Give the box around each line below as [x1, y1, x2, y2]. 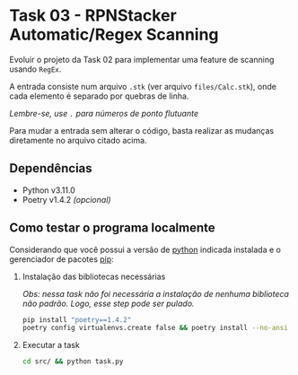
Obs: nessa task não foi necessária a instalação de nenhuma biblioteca [22, 288, 290, 299]
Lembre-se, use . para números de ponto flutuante [9, 108, 199, 118]
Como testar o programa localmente [9, 221, 215, 236]
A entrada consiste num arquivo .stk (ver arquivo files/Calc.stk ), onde [9, 81, 276, 92]
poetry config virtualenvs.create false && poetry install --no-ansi [22, 324, 289, 333]
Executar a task [22, 340, 81, 351]
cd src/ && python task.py [22, 357, 124, 366]
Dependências [9, 161, 92, 176]
